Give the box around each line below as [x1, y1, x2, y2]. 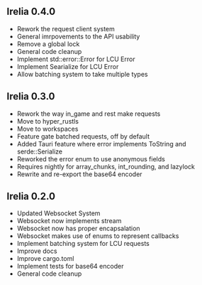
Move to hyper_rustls [16, 117, 79, 125]
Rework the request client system [16, 24, 115, 33]
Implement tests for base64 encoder [16, 262, 124, 271]
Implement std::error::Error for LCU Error [16, 55, 135, 63]
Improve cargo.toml [16, 254, 74, 263]
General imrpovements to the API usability [16, 32, 140, 41]
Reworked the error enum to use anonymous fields [16, 154, 166, 163]
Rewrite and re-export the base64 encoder [16, 170, 142, 178]
